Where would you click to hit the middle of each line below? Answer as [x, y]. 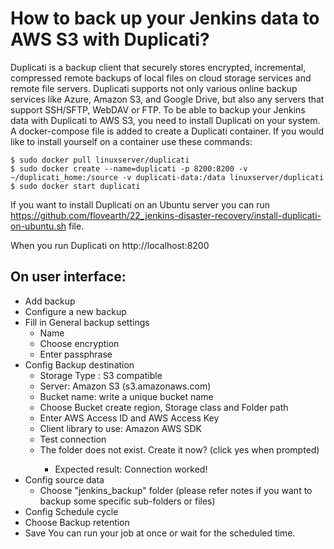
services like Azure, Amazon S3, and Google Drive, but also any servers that [167, 99]
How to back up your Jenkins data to [165, 18]
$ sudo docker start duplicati [75, 186]
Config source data [64, 479]
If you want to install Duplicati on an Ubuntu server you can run [140, 204]
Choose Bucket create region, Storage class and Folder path [164, 407]
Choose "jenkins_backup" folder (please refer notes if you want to [176, 490]
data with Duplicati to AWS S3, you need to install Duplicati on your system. [165, 120]
